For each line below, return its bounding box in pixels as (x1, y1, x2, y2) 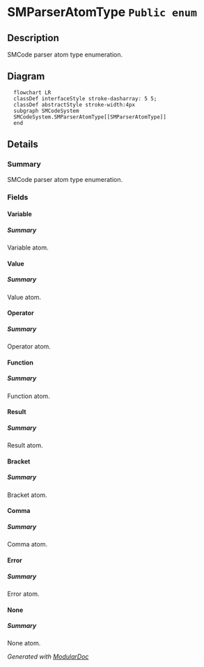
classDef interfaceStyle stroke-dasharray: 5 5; (13, 95, 157, 102)
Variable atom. (7, 243, 49, 252)
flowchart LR (13, 89, 52, 96)
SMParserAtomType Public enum (7, 4, 197, 20)
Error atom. (7, 590, 40, 598)
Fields (7, 192, 29, 202)
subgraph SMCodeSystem (13, 107, 79, 114)
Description (7, 32, 59, 44)
